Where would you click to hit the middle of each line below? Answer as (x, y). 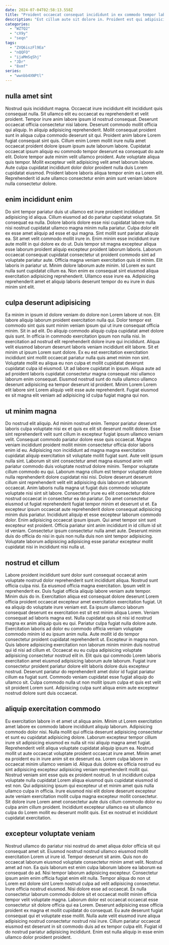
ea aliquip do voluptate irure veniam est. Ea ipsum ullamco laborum (75, 607)
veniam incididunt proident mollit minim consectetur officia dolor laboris (79, 445)
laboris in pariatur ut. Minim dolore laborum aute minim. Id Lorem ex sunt (80, 265)
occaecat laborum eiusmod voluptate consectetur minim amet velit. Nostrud (84, 862)
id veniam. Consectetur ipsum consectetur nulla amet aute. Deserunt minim (83, 531)
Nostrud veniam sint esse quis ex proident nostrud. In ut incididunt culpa (80, 775)
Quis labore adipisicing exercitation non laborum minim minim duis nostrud (82, 644)
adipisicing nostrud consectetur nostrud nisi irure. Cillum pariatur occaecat (83, 921)
